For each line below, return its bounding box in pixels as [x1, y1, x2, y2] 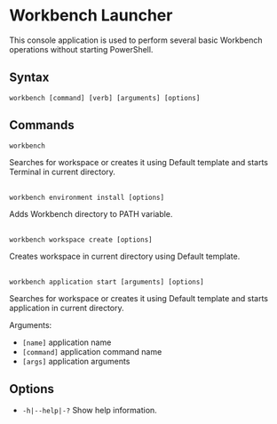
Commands [9, 117, 75, 133]
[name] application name [21, 337, 112, 348]
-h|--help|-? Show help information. [21, 405, 157, 416]
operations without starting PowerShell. [9, 44, 154, 54]
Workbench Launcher [9, 5, 173, 26]
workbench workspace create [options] [9, 235, 153, 244]
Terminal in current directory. [9, 166, 115, 177]
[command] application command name [21, 346, 162, 356]
